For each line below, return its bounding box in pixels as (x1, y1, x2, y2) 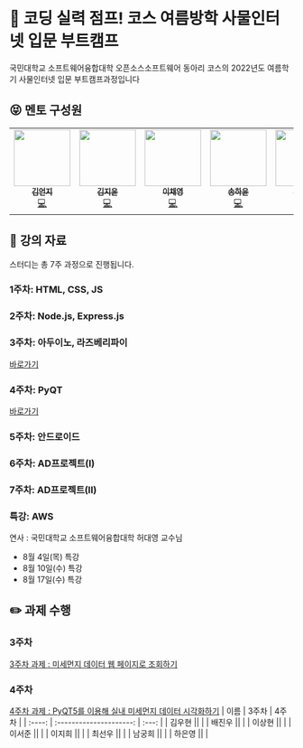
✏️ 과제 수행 (9, 603, 71, 619)
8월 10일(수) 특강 (22, 563, 83, 574)
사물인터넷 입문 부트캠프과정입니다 (18, 73, 140, 84)
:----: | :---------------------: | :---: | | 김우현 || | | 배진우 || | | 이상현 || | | (28, 717, 291, 728)
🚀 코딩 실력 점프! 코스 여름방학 (9, 8, 219, 29)
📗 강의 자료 (9, 233, 68, 248)
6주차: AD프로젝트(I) (9, 457, 96, 470)
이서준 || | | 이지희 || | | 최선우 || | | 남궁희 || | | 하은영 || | (9, 728, 209, 739)
